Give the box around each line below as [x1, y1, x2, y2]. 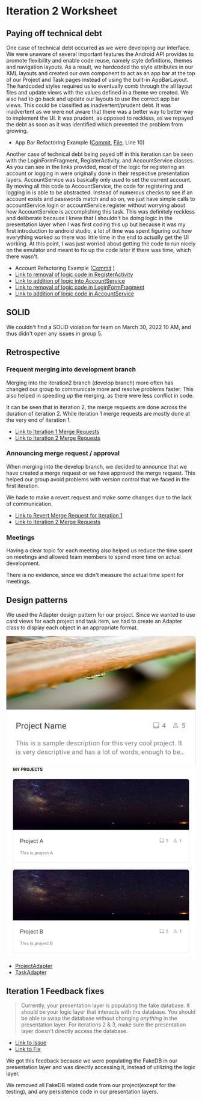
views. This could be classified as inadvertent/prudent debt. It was [6, 102, 171, 109]
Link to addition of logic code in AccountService [14, 290, 134, 297]
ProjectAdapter [14, 962, 53, 969]
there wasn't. [6, 253, 39, 260]
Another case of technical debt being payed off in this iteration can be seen [6, 150, 194, 158]
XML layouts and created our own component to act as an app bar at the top [6, 70, 195, 76]
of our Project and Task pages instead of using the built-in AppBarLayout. [6, 76, 189, 83]
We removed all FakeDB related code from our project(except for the [6, 1082, 176, 1089]
